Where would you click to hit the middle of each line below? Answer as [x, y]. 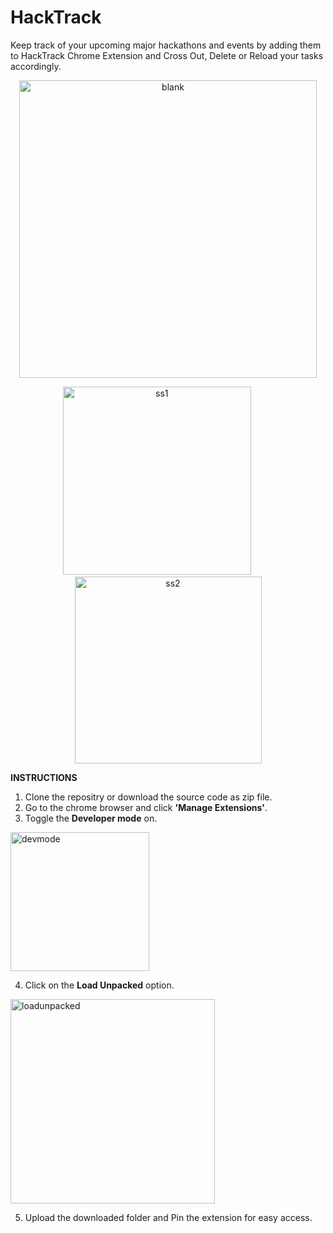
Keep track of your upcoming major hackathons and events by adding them [166, 45]
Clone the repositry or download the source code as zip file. [148, 797]
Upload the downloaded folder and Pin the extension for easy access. [168, 1217]
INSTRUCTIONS [44, 777]
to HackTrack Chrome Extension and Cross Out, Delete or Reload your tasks [167, 55]
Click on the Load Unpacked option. [99, 985]
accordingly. [36, 66]
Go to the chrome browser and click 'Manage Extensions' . [146, 807]
